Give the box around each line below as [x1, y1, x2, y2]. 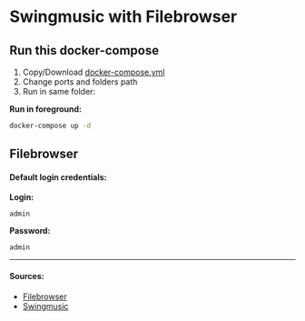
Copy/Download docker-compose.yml [22, 66, 165, 77]
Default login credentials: [9, 171, 107, 183]
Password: [9, 226, 51, 236]
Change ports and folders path [22, 76, 138, 87]
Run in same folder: [22, 86, 96, 96]
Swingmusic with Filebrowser [9, 6, 238, 27]
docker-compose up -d [9, 121, 92, 130]
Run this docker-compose [9, 43, 160, 58]
